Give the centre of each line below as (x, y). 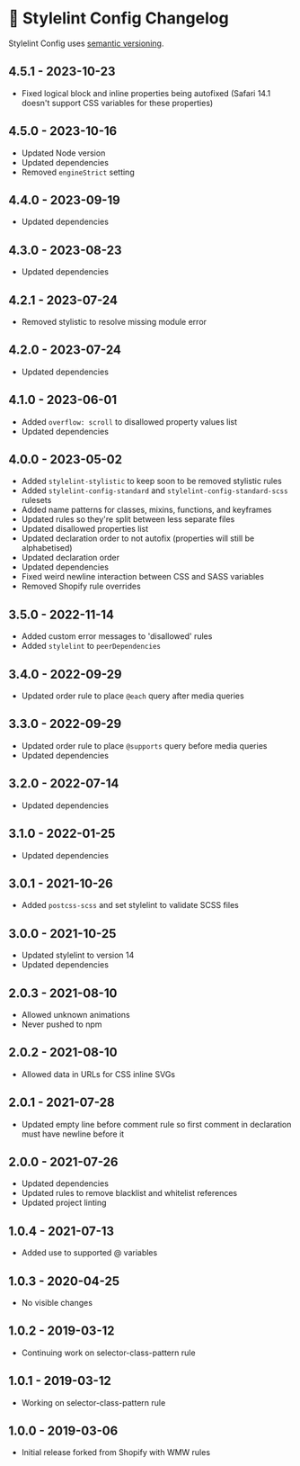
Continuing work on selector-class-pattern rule (108, 1353)
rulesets (36, 500)
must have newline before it (73, 1134)
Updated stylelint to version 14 (78, 955)
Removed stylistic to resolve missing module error (114, 322)
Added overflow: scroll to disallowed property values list (129, 421)
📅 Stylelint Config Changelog (119, 18)
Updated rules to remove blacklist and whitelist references (129, 1193)
